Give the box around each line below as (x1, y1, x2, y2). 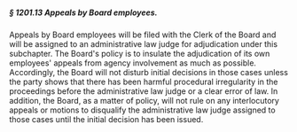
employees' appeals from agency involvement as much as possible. (9, 58, 257, 68)
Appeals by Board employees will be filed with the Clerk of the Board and (9, 29, 277, 40)
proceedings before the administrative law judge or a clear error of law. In (9, 85, 278, 97)
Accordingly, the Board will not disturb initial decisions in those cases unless (9, 66, 288, 77)
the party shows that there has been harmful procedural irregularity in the (9, 76, 278, 87)
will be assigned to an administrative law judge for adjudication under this (9, 38, 277, 49)
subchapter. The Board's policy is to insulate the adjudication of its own (9, 48, 270, 58)
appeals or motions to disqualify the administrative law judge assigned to (9, 105, 277, 115)
